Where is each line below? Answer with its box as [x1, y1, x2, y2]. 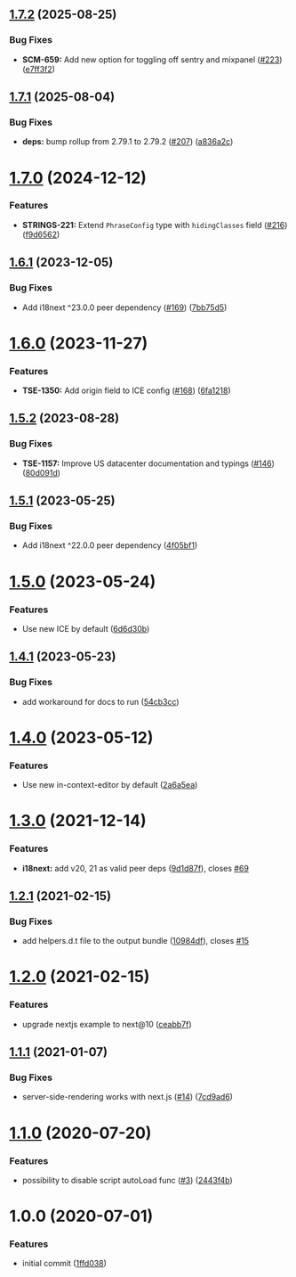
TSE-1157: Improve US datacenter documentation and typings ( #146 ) [21, 458, 276, 469]
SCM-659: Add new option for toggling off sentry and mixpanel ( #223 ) [21, 53, 283, 65]
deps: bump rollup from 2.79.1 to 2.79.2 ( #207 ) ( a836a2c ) [21, 136, 234, 147]
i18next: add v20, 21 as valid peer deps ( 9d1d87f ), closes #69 [21, 863, 249, 873]
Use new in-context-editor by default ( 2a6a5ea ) [21, 780, 198, 790]
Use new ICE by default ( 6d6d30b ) [21, 623, 150, 634]
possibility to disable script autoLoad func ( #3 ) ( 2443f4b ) [21, 1175, 233, 1185]
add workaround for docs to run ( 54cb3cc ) [21, 696, 180, 707]
